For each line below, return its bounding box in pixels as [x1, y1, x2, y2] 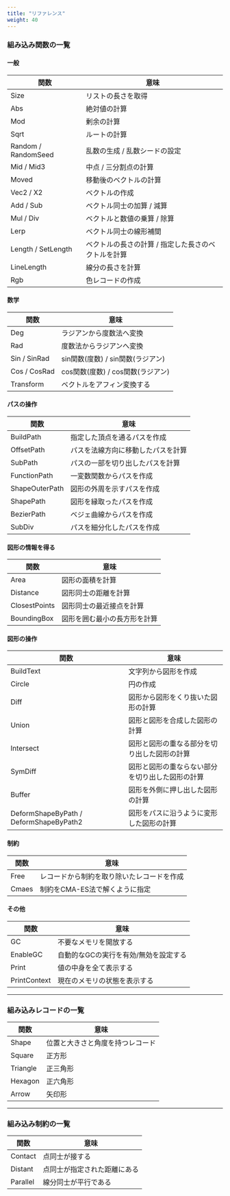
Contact [10, 1151, 36, 1161]
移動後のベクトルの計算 [85, 175, 162, 185]
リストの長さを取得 [85, 91, 148, 100]
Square [10, 1051, 34, 1060]
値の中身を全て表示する [57, 963, 133, 972]
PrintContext [10, 975, 51, 985]
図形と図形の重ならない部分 [128, 762, 218, 772]
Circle [10, 679, 29, 689]
